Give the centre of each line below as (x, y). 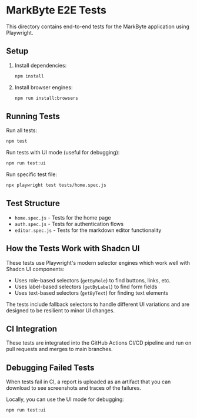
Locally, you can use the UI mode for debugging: (65, 399)
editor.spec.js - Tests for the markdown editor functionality (88, 230)
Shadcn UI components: (35, 269)
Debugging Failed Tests (50, 368)
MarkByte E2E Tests (56, 10)
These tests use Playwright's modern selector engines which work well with (98, 262)
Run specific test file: (32, 174)
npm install (29, 76)
